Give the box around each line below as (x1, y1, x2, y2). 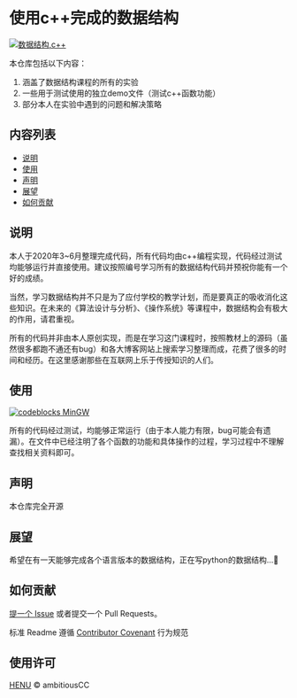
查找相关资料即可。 (9, 447, 80, 458)
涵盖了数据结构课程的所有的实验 (21, 76, 139, 87)
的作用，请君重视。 (9, 314, 80, 324)
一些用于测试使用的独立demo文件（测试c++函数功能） (21, 88, 221, 98)
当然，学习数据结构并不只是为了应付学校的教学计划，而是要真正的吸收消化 (9, 291, 280, 302)
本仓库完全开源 (9, 501, 64, 512)
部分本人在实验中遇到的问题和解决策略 (21, 98, 162, 109)
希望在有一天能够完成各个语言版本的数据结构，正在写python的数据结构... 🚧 (9, 555, 279, 565)
